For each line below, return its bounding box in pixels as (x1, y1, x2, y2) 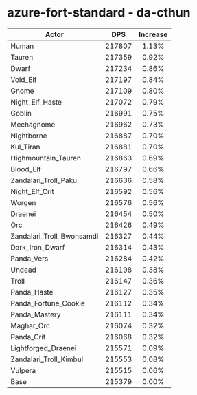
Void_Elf (10, 74, 37, 84)
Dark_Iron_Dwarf (10, 242, 65, 252)
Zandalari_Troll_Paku (10, 175, 78, 185)
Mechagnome (10, 119, 56, 129)
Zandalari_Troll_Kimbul (10, 354, 84, 364)
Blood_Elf (10, 164, 41, 173)
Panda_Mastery (10, 310, 61, 319)
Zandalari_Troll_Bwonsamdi (10, 231, 99, 241)
